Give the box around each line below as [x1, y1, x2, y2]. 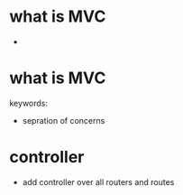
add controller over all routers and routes [22, 176, 175, 187]
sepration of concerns [22, 115, 105, 125]
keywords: [9, 97, 48, 108]
